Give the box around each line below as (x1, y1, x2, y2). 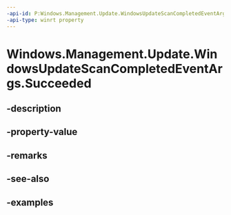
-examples (6, 196, 54, 208)
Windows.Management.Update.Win (6, 46, 218, 62)
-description (6, 103, 61, 114)
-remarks (6, 150, 48, 161)
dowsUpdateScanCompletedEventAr (6, 61, 223, 76)
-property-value (6, 126, 78, 138)
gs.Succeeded (6, 75, 92, 91)
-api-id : (6, 10, 32, 17)
